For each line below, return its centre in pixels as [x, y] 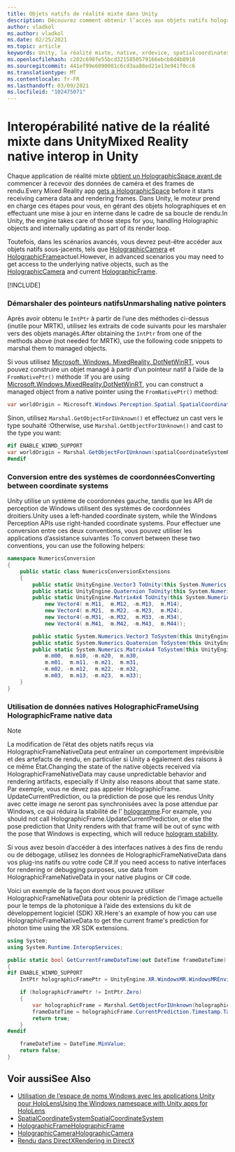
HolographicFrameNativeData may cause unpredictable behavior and [107, 774]
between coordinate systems [58, 485]
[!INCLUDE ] [24, 286]
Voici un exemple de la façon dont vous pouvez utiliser [86, 890]
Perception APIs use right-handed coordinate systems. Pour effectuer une [114, 523]
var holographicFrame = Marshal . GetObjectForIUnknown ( [114, 1005]
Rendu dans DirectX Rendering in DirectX [76, 1140]
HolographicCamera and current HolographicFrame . [82, 272]
